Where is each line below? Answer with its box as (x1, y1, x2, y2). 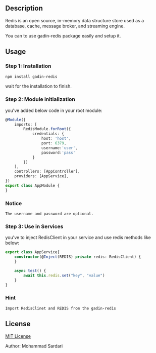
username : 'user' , (41, 145, 78, 150)
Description (5, 4, 43, 13)
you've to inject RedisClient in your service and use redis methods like (5, 234, 151, 241)
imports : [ (14, 122, 37, 127)
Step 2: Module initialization (5, 96, 76, 103)
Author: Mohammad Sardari (5, 343, 63, 349)
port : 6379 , (41, 141, 67, 146)
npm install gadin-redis (5, 74, 58, 79)
